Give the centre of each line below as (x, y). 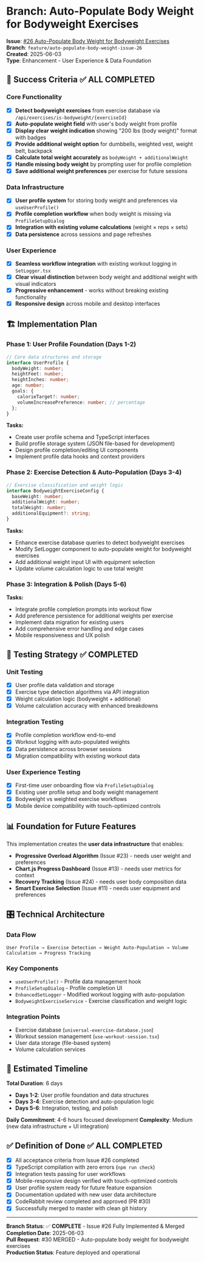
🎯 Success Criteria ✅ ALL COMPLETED (81, 80)
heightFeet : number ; (38, 374)
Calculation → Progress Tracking (49, 953)
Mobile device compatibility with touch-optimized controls (88, 806)
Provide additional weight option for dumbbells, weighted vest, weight (104, 144)
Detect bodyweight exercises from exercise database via (87, 110)
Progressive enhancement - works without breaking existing (92, 290)
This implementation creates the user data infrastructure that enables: (95, 844)
